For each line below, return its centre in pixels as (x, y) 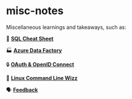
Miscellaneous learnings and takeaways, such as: (66, 27)
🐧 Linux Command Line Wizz (42, 78)
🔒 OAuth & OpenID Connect (40, 64)
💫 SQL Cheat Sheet (30, 38)
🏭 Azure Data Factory (34, 50)
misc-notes (35, 11)
